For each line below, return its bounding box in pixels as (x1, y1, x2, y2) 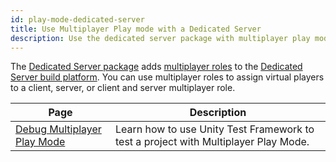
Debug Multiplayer (15, 122, 102, 136)
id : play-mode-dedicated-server (10, 14, 145, 25)
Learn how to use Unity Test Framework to (114, 122, 315, 136)
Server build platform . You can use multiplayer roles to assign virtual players (10, 71, 325, 83)
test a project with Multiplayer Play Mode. (114, 135, 310, 149)
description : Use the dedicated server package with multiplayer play (10, 33, 311, 43)
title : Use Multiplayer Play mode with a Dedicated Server (10, 24, 262, 34)
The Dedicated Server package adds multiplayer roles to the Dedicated (10, 61, 303, 73)
